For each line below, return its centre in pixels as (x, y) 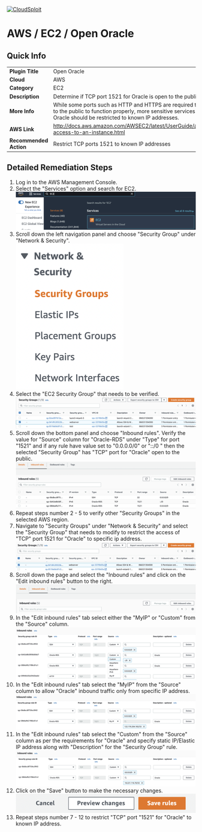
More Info (22, 111)
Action (18, 147)
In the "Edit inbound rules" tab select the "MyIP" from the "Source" (98, 684)
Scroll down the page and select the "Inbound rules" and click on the (100, 575)
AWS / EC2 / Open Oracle (70, 34)
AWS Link (22, 129)
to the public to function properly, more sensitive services (124, 111)
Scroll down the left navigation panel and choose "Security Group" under (105, 234)
